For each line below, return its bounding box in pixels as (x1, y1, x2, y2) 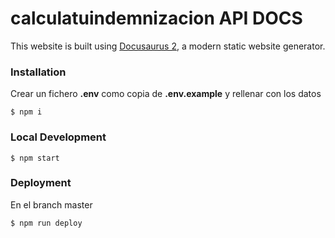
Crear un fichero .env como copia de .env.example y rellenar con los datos (10, 88, 322, 100)
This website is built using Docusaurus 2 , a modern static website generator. (10, 40, 326, 52)
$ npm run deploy (10, 218, 83, 228)
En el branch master (10, 198, 93, 211)
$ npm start (10, 153, 60, 163)
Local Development (10, 130, 107, 144)
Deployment (10, 176, 72, 190)
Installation (10, 65, 67, 79)
